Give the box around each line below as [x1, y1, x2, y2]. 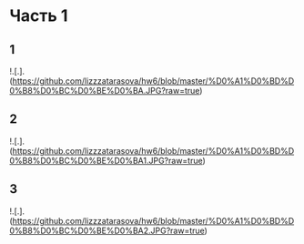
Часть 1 [9, 5, 68, 26]
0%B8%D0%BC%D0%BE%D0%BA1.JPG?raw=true [9, 155, 203, 166]
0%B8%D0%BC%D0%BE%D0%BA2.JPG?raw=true [9, 225, 205, 236]
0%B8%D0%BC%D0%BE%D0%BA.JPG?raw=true [9, 86, 200, 96]
